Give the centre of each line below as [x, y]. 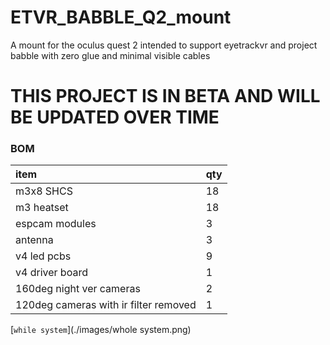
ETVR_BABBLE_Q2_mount [121, 17]
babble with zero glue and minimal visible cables [110, 55]
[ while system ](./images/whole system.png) [101, 330]
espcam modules [56, 224]
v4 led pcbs [43, 256]
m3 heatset [42, 208]
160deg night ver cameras [78, 289]
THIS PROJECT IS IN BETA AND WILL [165, 96]
